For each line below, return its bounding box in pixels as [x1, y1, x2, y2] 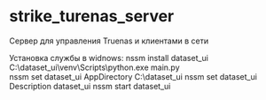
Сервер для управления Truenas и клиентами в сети [9, 35, 209, 46]
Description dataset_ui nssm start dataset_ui [9, 81, 171, 91]
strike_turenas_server [9, 6, 175, 27]
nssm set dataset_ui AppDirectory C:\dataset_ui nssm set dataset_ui [9, 71, 257, 81]
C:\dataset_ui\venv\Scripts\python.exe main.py [9, 62, 180, 73]
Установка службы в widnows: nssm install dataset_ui [9, 52, 208, 63]
